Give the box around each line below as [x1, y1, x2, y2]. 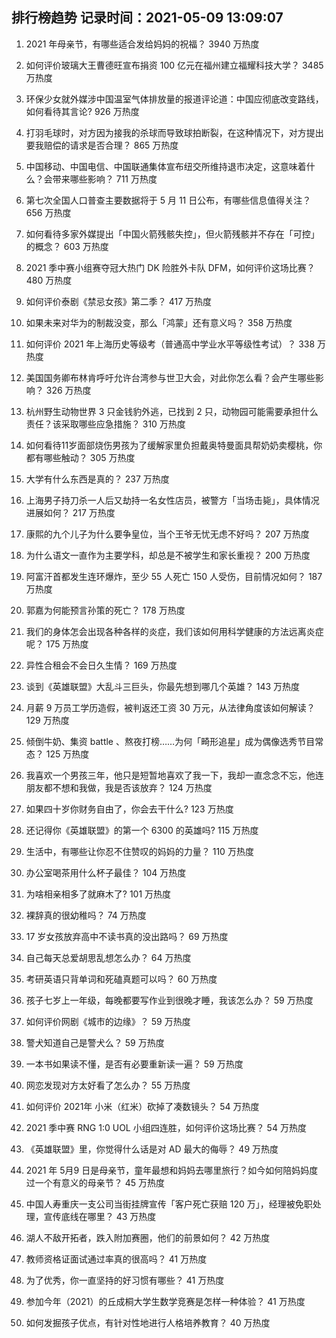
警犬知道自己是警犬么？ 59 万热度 [25, 1036, 165, 1048]
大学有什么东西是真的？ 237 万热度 [25, 473, 170, 485]
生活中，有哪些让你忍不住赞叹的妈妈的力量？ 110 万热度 [25, 845, 254, 857]
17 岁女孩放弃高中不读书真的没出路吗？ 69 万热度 [25, 930, 229, 942]
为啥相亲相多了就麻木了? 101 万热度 [25, 888, 172, 900]
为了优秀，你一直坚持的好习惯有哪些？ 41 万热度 [25, 1274, 225, 1286]
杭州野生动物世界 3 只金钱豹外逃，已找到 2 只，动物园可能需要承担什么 [25, 405, 319, 417]
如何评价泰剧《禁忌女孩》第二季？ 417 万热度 [25, 295, 213, 307]
